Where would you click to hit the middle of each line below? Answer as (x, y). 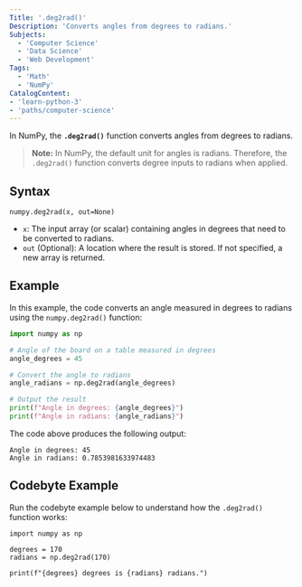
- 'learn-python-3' (46, 102)
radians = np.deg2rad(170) (60, 557)
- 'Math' (34, 77)
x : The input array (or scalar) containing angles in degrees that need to (154, 229)
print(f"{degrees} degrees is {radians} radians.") (109, 573)
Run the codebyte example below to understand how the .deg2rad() (137, 508)
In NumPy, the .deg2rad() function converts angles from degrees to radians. (151, 135)
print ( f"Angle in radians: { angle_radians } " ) (96, 416)
